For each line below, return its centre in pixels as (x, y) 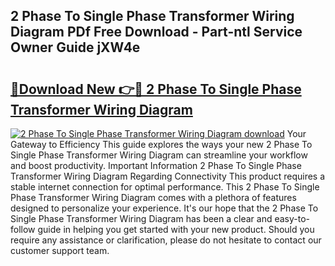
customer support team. (60, 250)
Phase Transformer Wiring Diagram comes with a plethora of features (153, 197)
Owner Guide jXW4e (75, 47)
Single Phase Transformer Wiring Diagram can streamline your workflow (159, 155)
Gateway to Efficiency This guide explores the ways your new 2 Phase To (161, 144)
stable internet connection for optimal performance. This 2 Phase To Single (165, 187)
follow (23, 229)
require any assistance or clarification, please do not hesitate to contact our (166, 240)
